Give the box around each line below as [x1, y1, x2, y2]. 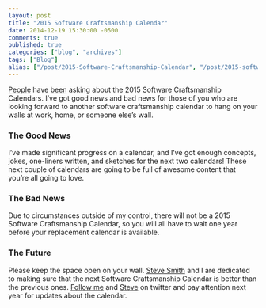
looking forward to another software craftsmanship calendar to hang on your [8, 101, 258, 111]
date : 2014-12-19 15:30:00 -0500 [8, 26, 119, 34]
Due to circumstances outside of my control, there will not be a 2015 [8, 211, 231, 220]
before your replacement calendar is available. [8, 227, 160, 238]
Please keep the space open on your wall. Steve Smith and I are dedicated [8, 265, 251, 275]
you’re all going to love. [8, 173, 85, 183]
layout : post [8, 11, 51, 20]
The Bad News [8, 192, 66, 203]
